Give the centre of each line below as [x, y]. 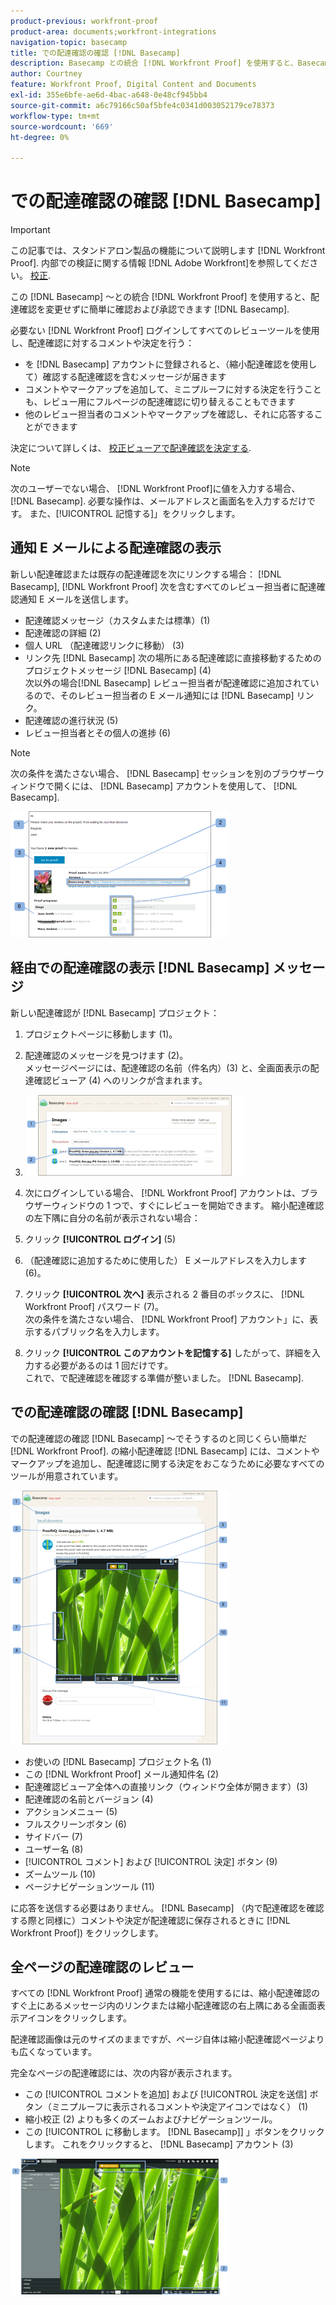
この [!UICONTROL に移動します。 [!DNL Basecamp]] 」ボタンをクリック [174, 2132]
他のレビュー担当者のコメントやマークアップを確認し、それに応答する [169, 414]
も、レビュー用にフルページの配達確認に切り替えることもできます [160, 402]
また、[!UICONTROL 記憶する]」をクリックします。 [135, 514]
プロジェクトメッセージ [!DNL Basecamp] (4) [118, 670]
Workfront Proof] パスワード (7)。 [94, 1306]
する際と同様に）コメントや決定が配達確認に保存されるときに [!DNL [150, 1920]
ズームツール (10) [60, 1874]
